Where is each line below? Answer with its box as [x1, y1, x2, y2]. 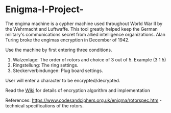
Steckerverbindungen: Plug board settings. [12, 67, 104, 74]
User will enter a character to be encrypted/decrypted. [5, 77, 120, 83]
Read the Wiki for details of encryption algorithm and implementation [5, 87, 151, 93]
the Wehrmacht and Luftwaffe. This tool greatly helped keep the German [5, 26, 158, 32]
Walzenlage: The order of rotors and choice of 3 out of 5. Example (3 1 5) [12, 56, 166, 62]
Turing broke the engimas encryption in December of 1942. [5, 37, 130, 43]
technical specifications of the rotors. [5, 102, 84, 108]
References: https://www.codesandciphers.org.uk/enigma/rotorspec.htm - [5, 97, 162, 103]
